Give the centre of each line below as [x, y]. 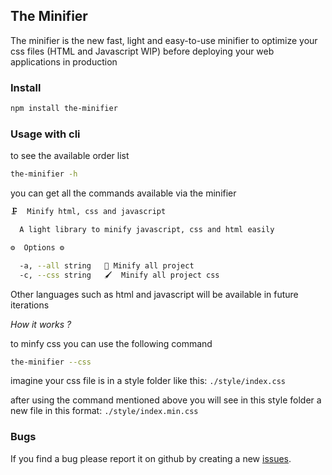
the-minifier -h [44, 174]
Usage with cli [45, 134]
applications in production [64, 61]
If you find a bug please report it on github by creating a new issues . [151, 458]
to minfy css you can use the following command [111, 343]
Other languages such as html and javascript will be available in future [154, 294]
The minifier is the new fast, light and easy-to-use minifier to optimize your [164, 40]
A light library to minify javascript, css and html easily [147, 230]
